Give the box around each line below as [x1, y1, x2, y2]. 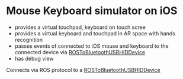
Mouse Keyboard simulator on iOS [6, 4, 178, 18]
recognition [14, 36, 43, 43]
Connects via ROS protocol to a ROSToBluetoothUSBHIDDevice [6, 66, 161, 73]
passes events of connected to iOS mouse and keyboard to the [14, 42, 169, 50]
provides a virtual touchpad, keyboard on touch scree [14, 24, 146, 31]
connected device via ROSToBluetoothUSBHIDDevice [14, 48, 146, 55]
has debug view [14, 55, 54, 62]
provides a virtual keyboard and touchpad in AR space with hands [14, 29, 176, 37]
